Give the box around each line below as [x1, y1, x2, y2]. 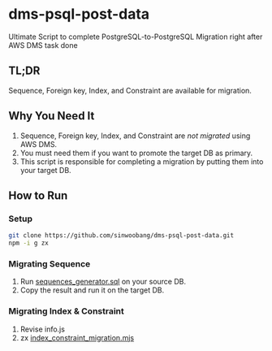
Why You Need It [8, 109, 95, 123]
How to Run [8, 188, 68, 202]
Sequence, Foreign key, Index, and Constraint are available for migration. [8, 85, 252, 95]
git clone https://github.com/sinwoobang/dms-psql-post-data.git [8, 232, 234, 240]
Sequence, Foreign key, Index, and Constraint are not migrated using [19, 131, 251, 141]
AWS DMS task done [8, 40, 79, 50]
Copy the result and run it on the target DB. [19, 285, 165, 295]
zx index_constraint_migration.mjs [19, 332, 135, 342]
